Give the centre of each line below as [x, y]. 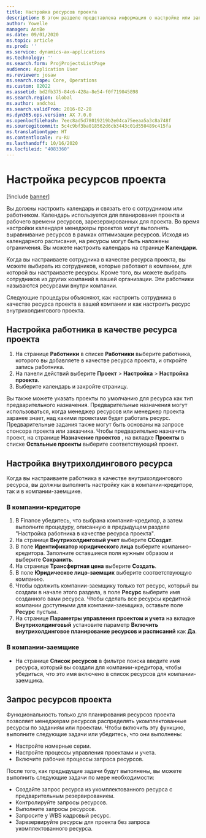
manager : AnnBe [26, 29]
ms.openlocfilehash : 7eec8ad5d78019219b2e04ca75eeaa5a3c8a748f [89, 120]
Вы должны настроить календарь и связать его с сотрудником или [94, 208]
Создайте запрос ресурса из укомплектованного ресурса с [94, 789]
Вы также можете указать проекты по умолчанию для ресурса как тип [100, 398]
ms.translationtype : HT [37, 132]
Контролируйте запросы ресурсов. [61, 802]
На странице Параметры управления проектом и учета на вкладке [105, 618]
